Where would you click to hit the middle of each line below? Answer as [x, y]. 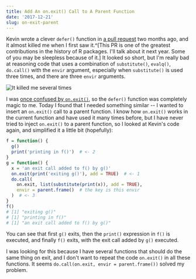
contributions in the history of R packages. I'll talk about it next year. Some [96, 52]
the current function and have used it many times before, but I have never [95, 118]
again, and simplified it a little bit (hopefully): [59, 130]
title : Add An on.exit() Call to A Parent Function [70, 11]
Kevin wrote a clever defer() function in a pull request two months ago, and [97, 39]
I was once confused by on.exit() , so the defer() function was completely [97, 99]
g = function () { [27, 163]
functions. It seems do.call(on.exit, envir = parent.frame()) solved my [95, 264]
